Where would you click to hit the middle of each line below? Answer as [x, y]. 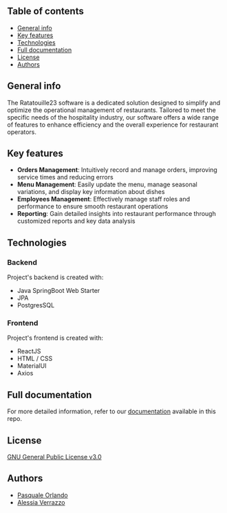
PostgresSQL [36, 305]
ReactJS [29, 351]
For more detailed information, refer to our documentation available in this [112, 411]
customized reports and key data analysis [76, 221]
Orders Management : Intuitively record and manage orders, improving [117, 170]
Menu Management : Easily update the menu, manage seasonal [107, 184]
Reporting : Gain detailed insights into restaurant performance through [117, 214]
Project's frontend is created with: [55, 338]
